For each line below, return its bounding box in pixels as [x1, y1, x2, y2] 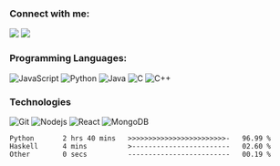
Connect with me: [9, 7, 90, 20]
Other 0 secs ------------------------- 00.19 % [9, 150, 272, 159]
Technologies [9, 95, 71, 108]
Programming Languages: [9, 52, 128, 65]
